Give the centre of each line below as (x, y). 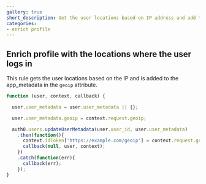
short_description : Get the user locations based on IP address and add (101, 18)
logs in (19, 63)
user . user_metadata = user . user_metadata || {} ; (75, 107)
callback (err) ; (42, 163)
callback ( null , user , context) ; (64, 147)
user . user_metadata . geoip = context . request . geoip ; (79, 118)
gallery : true (25, 12)
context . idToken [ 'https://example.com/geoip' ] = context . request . (109, 141)
